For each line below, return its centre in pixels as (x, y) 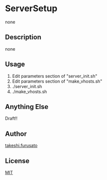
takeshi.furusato (21, 145)
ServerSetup (31, 9)
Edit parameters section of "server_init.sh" (54, 76)
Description (23, 37)
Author (16, 134)
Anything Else (27, 107)
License (17, 161)
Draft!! (11, 118)
